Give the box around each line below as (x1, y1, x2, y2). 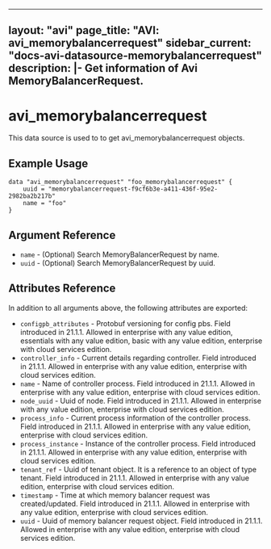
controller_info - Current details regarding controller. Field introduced (19, 353, 256, 363)
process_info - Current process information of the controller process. (19, 413, 252, 422)
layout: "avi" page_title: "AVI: (8, 23, 160, 37)
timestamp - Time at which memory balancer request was (19, 490, 211, 500)
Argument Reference (8, 228, 116, 242)
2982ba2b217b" (8, 192, 56, 200)
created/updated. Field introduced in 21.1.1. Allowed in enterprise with (19, 498, 250, 509)
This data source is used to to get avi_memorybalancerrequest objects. (8, 133, 245, 143)
